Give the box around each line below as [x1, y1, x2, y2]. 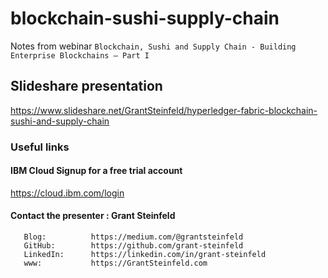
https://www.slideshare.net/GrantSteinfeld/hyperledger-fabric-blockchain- [10, 104, 318, 116]
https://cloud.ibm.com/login [10, 187, 125, 199]
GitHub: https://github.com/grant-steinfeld [23, 241, 244, 251]
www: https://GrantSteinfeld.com [23, 258, 208, 269]
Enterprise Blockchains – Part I [10, 50, 150, 61]
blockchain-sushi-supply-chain [10, 7, 280, 30]
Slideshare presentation [10, 78, 163, 95]
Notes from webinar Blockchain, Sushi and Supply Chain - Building [10, 40, 297, 52]
